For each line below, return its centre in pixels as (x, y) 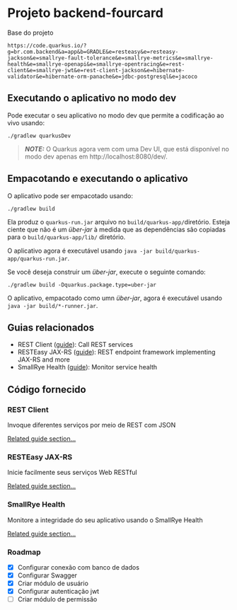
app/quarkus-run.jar (38, 259)
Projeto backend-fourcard (86, 13)
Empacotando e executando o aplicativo (98, 179)
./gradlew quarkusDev (39, 136)
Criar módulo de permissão (57, 599)
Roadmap (24, 552)
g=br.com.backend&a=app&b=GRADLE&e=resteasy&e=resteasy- (93, 52)
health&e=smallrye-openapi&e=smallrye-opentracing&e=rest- (96, 64)
